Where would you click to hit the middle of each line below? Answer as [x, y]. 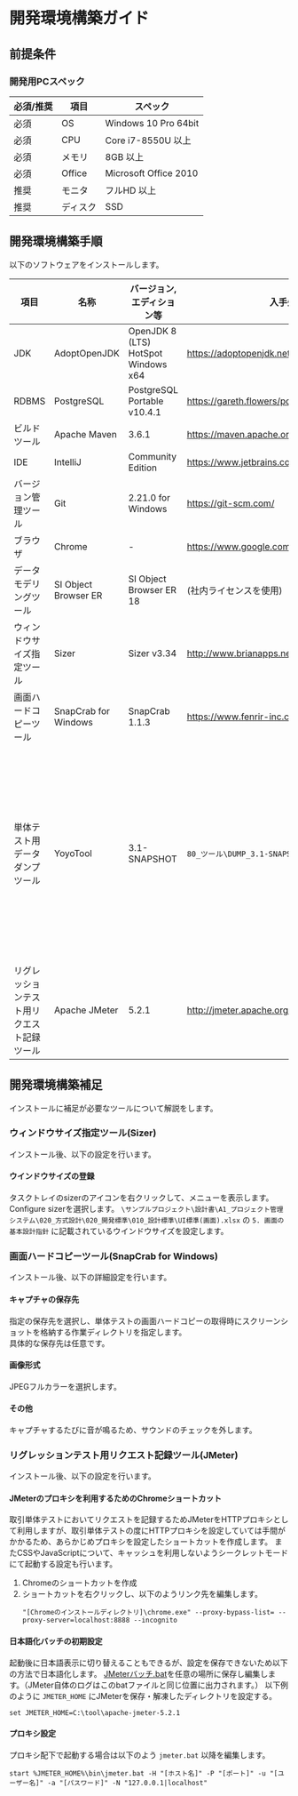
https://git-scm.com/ [231, 503]
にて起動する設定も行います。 [63, 1564]
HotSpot [145, 353]
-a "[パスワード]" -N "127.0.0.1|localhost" [128, 1783]
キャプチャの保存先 [44, 1299]
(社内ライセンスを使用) [235, 590]
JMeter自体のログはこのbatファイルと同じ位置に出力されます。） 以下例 [158, 1685]
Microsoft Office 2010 [152, 172]
